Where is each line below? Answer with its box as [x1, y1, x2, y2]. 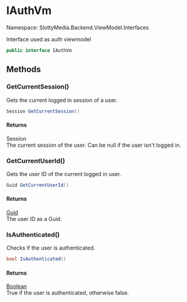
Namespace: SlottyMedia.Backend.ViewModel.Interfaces [6, 24, 149, 31]
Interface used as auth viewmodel [6, 35, 91, 43]
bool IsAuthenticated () [6, 256, 67, 262]
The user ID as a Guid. [6, 215, 62, 222]
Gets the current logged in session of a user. [6, 96, 118, 104]
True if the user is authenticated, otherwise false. [6, 289, 129, 297]
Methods [6, 65, 41, 75]
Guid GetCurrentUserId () [6, 182, 69, 188]
